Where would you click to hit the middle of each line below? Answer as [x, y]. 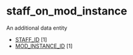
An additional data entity [37, 28]
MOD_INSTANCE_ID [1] [44, 46]
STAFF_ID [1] [31, 39]
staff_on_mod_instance [67, 11]
